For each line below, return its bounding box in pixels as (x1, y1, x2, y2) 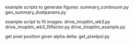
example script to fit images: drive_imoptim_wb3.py (5, 19, 111, 24)
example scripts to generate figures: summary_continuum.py (5, 4, 129, 10)
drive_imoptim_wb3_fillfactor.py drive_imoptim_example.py (5, 24, 126, 30)
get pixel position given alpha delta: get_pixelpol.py (5, 34, 110, 39)
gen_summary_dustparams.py (5, 9, 67, 15)
